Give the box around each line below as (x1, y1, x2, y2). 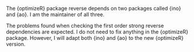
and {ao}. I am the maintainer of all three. (6, 11, 105, 18)
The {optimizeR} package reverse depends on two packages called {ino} (6, 5, 181, 12)
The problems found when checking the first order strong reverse (6, 23, 164, 29)
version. (6, 40, 26, 47)
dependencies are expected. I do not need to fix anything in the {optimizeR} (6, 28, 189, 35)
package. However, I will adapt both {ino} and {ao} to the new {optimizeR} (6, 35, 184, 41)
